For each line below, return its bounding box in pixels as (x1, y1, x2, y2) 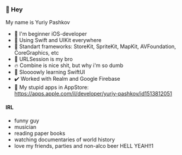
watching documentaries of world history (14, 136, 115, 143)
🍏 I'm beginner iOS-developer (14, 30, 87, 37)
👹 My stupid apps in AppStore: (14, 84, 89, 91)
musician (14, 123, 37, 130)
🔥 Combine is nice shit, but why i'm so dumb (14, 62, 124, 69)
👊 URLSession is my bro (14, 56, 73, 63)
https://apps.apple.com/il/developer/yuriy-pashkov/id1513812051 (14, 90, 173, 97)
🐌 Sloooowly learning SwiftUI (14, 68, 85, 76)
